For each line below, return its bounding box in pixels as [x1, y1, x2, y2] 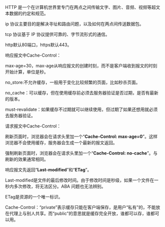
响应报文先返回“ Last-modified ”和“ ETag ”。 [5, 167, 92, 172]
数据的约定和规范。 [9, 10, 48, 16]
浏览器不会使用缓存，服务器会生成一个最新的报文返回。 [5, 140, 117, 145]
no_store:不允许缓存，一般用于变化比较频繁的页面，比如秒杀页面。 [5, 79, 140, 85]
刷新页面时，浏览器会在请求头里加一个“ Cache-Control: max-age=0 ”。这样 [5, 133, 158, 139]
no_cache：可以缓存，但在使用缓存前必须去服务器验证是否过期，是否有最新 [5, 90, 159, 96]
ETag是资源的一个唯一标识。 [5, 194, 63, 199]
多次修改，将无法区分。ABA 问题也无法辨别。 [13, 184, 106, 189]
